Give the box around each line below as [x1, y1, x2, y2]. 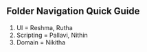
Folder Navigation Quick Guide [6, 5, 140, 17]
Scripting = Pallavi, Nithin [16, 31, 89, 39]
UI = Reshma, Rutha [16, 23, 73, 31]
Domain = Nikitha [16, 38, 66, 47]
